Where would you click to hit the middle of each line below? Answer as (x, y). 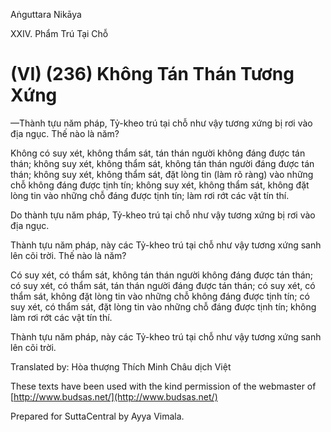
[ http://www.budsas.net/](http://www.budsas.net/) (114, 396)
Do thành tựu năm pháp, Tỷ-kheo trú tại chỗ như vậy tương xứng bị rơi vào (163, 215)
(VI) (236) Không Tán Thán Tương (152, 74)
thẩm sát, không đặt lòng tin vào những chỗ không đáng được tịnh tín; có (160, 296)
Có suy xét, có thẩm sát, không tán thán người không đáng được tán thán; (162, 275)
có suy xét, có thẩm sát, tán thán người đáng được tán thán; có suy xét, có (163, 285)
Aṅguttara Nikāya (46, 14)
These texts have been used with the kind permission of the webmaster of (163, 386)
